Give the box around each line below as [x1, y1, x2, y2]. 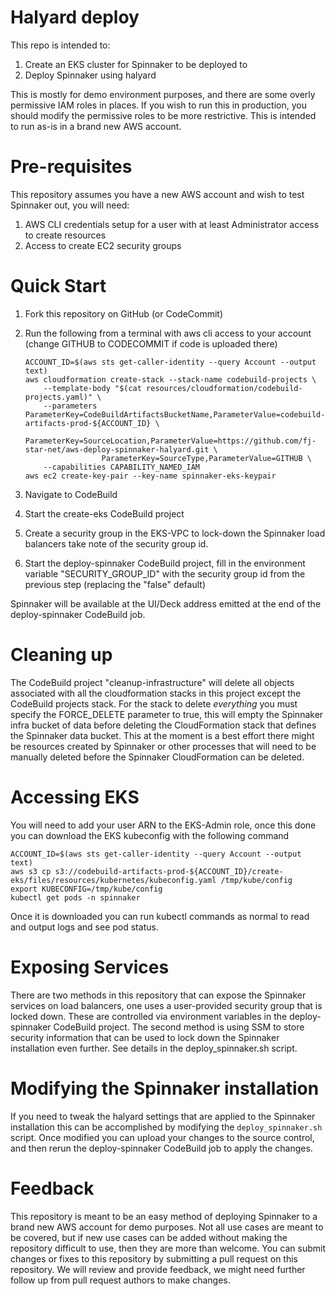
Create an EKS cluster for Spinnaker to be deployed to [24, 58, 248, 70]
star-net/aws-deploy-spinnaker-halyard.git [24, 444, 210, 455]
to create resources [24, 229, 107, 241]
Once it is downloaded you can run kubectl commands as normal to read [10, 910, 310, 922]
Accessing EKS [10, 786, 140, 808]
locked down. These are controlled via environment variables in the [10, 1010, 288, 1022]
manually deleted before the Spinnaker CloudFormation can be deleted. [10, 751, 305, 763]
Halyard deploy [10, 6, 140, 29]
